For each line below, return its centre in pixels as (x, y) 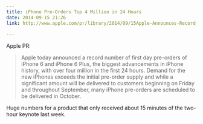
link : (13, 23)
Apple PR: (19, 46)
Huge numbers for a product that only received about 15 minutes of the (95, 108)
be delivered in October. (51, 96)
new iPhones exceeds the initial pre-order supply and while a (97, 77)
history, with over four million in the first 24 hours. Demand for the (103, 71)
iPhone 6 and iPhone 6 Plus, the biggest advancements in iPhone (102, 64)
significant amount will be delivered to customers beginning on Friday (108, 83)
